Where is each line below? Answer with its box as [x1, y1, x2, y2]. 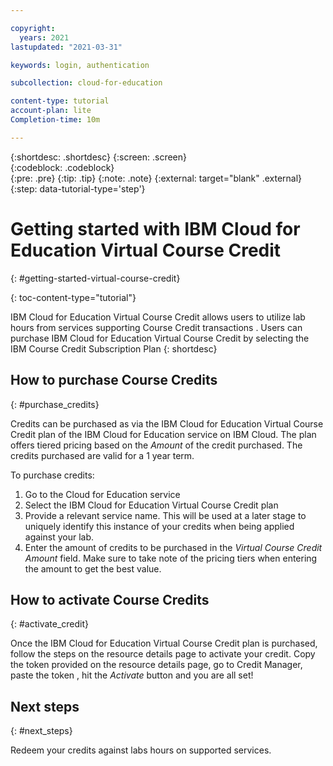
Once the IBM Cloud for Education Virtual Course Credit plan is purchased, [10, 637, 318, 650]
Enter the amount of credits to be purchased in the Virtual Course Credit [24, 541, 323, 553]
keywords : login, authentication [10, 60, 150, 70]
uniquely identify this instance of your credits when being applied [24, 520, 295, 532]
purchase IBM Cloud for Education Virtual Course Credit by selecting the [10, 332, 310, 344]
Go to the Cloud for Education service [24, 488, 181, 500]
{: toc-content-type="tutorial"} [10, 291, 137, 303]
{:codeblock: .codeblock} [10, 161, 115, 173]
